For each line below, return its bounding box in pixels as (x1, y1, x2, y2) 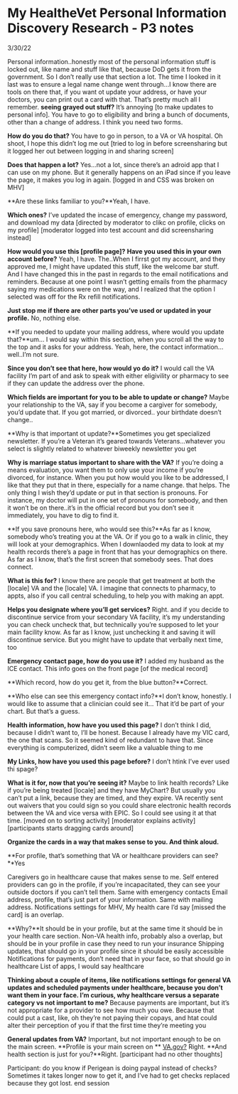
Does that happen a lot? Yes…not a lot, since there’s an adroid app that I (7, 160, 220, 168)
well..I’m (7, 350, 32, 358)
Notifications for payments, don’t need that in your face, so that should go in (7, 954, 231, 962)
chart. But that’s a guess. (7, 707, 80, 715)
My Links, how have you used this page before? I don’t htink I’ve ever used (7, 757, 230, 766)
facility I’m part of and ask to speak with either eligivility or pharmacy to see (7, 371, 229, 380)
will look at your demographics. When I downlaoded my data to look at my (7, 540, 225, 548)
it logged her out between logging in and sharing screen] (7, 146, 174, 155)
